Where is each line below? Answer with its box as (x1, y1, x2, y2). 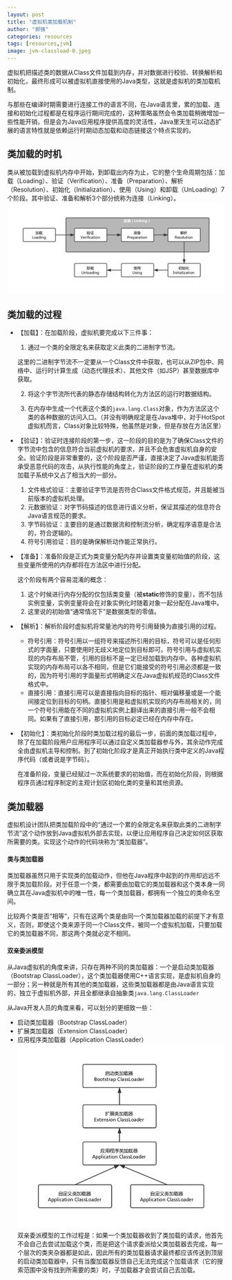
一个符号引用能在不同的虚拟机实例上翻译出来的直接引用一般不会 (27, 706, 209, 715)
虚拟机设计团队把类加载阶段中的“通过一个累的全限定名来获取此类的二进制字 (7, 820, 222, 829)
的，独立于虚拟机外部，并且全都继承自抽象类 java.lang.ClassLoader (7, 989, 200, 997)
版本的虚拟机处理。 (33, 494, 88, 502)
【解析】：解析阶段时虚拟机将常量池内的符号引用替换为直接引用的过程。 (17, 622, 220, 630)
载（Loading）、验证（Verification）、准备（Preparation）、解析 (7, 176, 184, 185)
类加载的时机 (7, 149, 62, 160)
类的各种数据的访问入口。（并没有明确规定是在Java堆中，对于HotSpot (27, 413, 225, 422)
